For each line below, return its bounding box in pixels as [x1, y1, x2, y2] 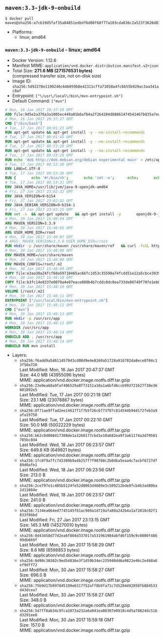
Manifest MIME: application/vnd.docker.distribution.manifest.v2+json [12, 62, 159, 68]
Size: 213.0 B [19, 472, 45, 478]
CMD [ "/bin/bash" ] [5, 121, 42, 126]
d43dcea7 [19, 588, 38, 593]
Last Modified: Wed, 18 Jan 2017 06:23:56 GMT [19, 467, 116, 473]
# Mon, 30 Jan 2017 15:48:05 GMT [5, 225, 73, 230]
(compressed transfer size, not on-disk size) [12, 73, 102, 79]
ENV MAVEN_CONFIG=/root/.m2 [5, 262, 62, 267]
